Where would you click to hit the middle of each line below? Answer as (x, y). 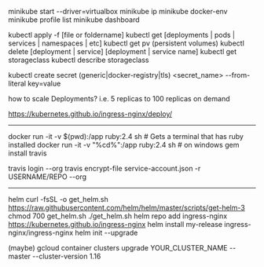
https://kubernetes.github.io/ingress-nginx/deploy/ (90, 114)
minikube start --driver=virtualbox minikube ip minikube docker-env (118, 11)
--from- (238, 75)
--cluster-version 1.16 (67, 256)
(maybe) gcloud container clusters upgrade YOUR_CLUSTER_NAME (118, 248)
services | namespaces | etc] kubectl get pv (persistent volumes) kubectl (126, 43)
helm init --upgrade (106, 232)
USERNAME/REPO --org (48, 177)
